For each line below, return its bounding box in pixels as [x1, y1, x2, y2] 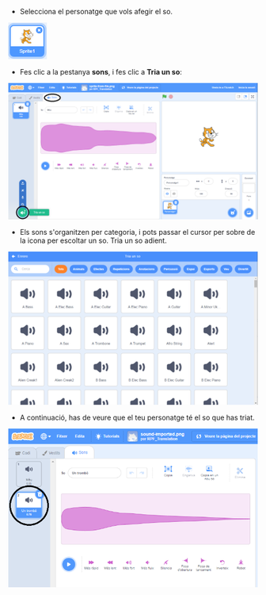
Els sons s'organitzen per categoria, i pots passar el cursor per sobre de [19, 227, 256, 236]
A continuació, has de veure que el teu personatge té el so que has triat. [19, 413, 255, 423]
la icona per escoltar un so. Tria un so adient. [19, 236, 168, 245]
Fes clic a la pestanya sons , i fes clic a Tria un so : [19, 67, 182, 76]
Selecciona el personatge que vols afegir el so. [19, 7, 173, 16]
